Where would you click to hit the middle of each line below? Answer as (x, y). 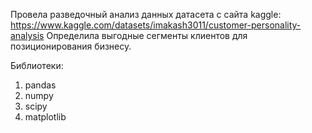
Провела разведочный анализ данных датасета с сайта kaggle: (146, 14)
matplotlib (45, 117)
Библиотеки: (37, 65)
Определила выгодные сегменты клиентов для (147, 35)
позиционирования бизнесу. (71, 46)
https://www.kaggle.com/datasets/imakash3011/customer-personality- (156, 25)
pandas (40, 85)
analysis (27, 35)
